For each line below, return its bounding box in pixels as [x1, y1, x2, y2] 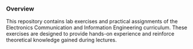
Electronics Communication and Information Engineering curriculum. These [6, 24, 188, 31]
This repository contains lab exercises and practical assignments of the [6, 18, 178, 25]
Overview [6, 5, 35, 13]
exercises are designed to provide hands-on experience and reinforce [6, 30, 174, 37]
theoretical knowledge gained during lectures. [6, 37, 117, 44]
